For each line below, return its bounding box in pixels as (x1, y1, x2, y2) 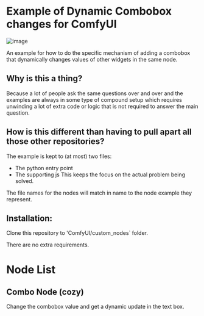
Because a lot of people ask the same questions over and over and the (6, 90, 184, 97)
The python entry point (15, 164, 73, 171)
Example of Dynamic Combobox (6, 4, 172, 18)
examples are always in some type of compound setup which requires (6, 96, 183, 103)
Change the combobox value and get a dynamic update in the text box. (6, 303, 185, 311)
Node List (6, 262, 56, 276)
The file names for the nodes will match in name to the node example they (6, 189, 192, 196)
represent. (6, 195, 32, 203)
